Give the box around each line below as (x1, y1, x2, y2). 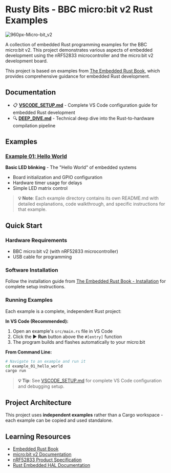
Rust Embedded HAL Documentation (12, 462, 91, 468)
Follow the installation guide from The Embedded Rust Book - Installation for (5, 278, 166, 284)
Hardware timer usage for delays (12, 180, 82, 186)
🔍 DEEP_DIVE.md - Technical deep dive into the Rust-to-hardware (12, 115, 155, 121)
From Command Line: (5, 349, 52, 355)
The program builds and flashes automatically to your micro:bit (12, 339, 145, 345)
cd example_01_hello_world (5, 363, 63, 369)
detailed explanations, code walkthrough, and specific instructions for (17, 201, 165, 207)
